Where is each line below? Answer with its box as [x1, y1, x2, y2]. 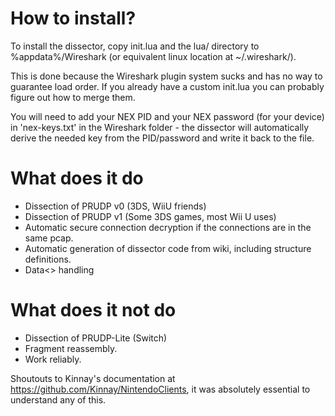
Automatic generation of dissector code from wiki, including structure [24, 242, 312, 254]
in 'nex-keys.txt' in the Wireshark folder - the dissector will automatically [10, 121, 310, 133]
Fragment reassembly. [24, 342, 118, 354]
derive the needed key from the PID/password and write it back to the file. [10, 132, 315, 144]
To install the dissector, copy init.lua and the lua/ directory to [10, 40, 260, 52]
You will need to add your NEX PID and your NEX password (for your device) [10, 110, 325, 122]
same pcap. [24, 232, 74, 244]
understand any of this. [10, 393, 107, 406]
